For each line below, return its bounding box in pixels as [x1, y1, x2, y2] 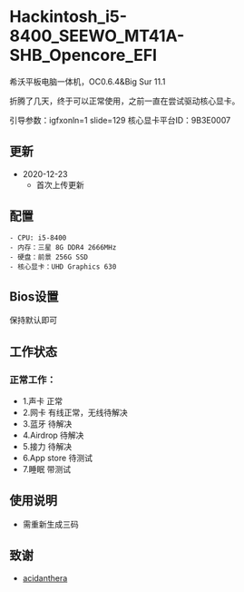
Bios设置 [9, 289, 59, 304]
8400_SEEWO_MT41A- [9, 25, 185, 46]
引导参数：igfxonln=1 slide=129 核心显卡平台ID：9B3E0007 [9, 114, 231, 125]
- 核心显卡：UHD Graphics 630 [9, 261, 117, 271]
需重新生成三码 [22, 518, 79, 529]
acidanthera [22, 572, 68, 583]
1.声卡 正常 [22, 396, 63, 407]
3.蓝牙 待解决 [22, 419, 73, 429]
